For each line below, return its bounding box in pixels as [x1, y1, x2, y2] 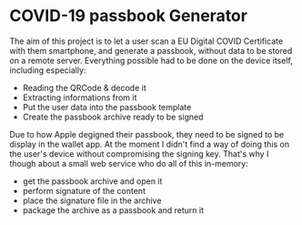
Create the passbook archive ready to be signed [22, 111, 204, 122]
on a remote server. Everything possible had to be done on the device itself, [9, 55, 293, 66]
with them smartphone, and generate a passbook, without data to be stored [9, 45, 293, 56]
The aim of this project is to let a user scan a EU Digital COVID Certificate [9, 36, 284, 46]
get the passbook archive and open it [22, 175, 163, 187]
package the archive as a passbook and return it [22, 204, 205, 215]
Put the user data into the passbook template [22, 101, 192, 112]
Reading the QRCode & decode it [22, 82, 147, 93]
